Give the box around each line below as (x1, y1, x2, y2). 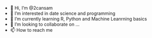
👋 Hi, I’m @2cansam (10, 5, 53, 11)
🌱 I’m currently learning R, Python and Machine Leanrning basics (10, 16, 147, 22)
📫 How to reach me (10, 27, 53, 33)
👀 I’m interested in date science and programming (10, 10, 116, 16)
